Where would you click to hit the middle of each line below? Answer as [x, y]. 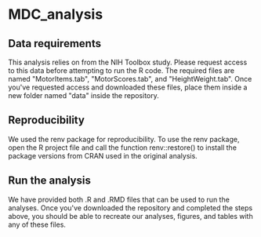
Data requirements [55, 44]
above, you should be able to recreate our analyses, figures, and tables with [130, 216]
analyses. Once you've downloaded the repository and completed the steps [130, 208]
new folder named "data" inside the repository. [83, 95]
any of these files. [37, 224]
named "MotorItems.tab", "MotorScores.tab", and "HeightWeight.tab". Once [130, 79]
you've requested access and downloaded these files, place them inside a [128, 87]
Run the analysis [50, 181]
